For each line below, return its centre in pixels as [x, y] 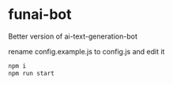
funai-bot [40, 15]
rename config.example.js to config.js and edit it [86, 51]
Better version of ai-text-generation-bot [73, 36]
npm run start [32, 73]
